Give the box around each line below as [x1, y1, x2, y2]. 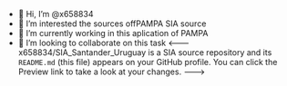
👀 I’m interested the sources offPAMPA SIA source [17, 18, 207, 29]
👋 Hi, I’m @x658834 [17, 9, 94, 19]
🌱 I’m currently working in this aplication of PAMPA [17, 28, 209, 38]
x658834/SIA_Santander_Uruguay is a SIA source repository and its [17, 47, 272, 58]
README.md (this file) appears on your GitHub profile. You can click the [17, 57, 278, 67]
